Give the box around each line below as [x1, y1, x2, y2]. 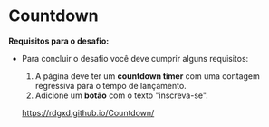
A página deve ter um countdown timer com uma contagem [34, 70, 260, 82]
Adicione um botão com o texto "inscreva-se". [34, 90, 209, 101]
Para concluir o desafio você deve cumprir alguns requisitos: [21, 53, 249, 63]
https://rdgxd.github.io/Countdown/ [21, 107, 155, 118]
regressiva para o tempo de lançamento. [34, 80, 187, 91]
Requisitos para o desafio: [8, 35, 110, 46]
